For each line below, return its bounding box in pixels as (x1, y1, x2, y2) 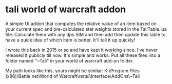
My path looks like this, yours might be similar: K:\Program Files (5, 68, 140, 74)
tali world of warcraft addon (5, 4, 126, 15)
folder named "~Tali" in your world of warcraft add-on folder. (5, 57, 134, 64)
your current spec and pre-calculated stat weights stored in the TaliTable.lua (5, 26, 167, 32)
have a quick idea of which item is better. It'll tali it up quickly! (5, 37, 136, 43)
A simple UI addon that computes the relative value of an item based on (5, 20, 157, 27)
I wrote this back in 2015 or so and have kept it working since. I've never (5, 47, 158, 53)
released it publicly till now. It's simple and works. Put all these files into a (5, 52, 161, 58)
